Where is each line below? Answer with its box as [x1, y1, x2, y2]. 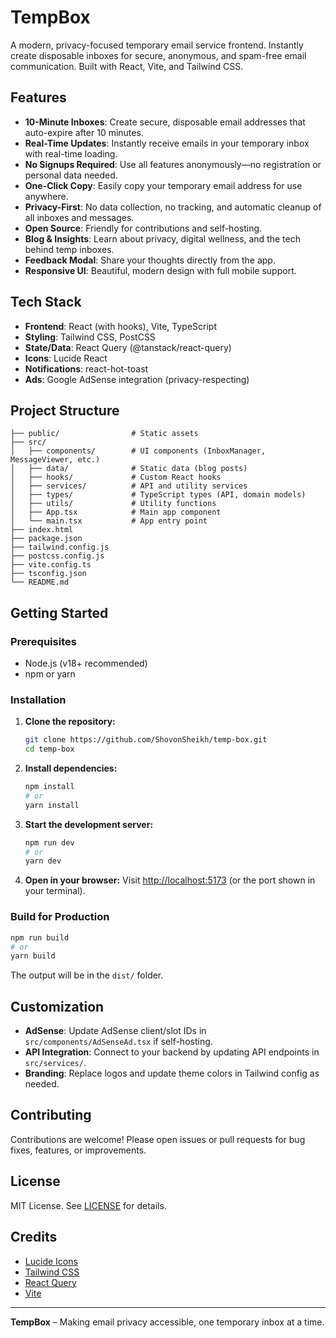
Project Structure [10, 402, 120, 419]
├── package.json [10, 534, 83, 544]
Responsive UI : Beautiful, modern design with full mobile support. [24, 264, 297, 276]
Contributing [10, 1107, 92, 1124]
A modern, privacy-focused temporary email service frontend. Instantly [10, 39, 304, 51]
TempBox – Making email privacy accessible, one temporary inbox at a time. [10, 1316, 325, 1328]
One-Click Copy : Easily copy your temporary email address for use [24, 179, 303, 191]
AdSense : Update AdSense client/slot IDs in [24, 1025, 207, 1037]
